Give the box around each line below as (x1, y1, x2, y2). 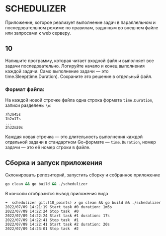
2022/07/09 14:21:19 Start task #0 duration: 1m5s (5, 204, 112, 209)
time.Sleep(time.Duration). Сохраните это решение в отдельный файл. (5, 73, 153, 79)
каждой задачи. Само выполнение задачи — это (5, 68, 109, 74)
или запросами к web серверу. (5, 30, 71, 36)
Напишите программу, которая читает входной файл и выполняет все (5, 58, 154, 64)
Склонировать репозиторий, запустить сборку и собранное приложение (5, 172, 161, 178)
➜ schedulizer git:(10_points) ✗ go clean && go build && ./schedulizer (5, 200, 162, 205)
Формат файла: (5, 85, 45, 92)
